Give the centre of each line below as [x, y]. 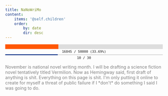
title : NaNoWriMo [23, 10]
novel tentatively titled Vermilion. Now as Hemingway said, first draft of [78, 72]
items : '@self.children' [40, 19]
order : [21, 24]
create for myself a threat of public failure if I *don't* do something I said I [81, 83]
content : [14, 14]
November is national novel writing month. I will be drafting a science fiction [83, 67]
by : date [32, 28]
